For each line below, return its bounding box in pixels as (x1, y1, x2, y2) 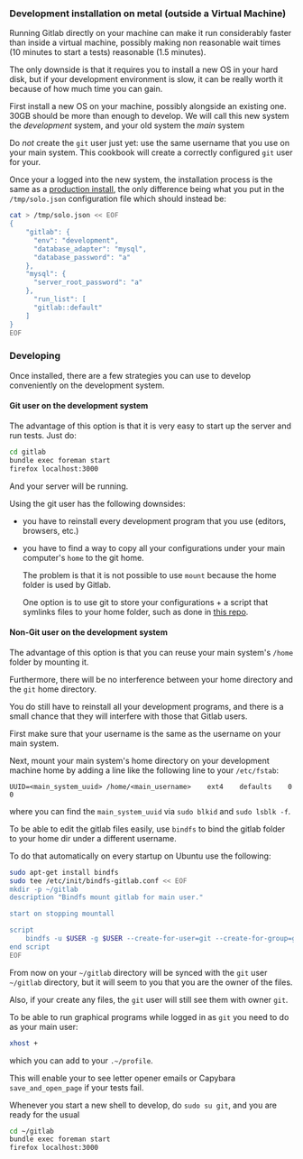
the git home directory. (9, 684, 97, 694)
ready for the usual (9, 1108, 80, 1120)
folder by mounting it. (9, 657, 89, 667)
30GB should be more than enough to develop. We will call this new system (9, 111, 290, 122)
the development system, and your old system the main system (9, 120, 245, 131)
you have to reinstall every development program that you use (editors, (22, 515, 287, 526)
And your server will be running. (9, 481, 129, 492)
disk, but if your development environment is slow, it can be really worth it (9, 74, 284, 85)
